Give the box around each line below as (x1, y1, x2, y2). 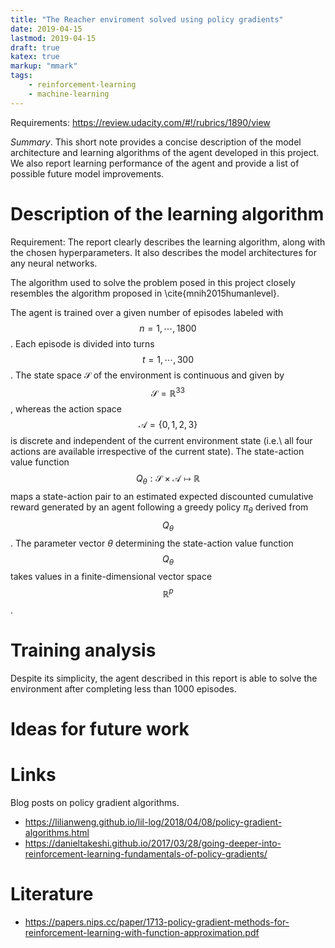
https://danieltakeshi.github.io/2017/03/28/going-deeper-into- (24, 837, 282, 850)
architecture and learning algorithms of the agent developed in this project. (10, 146, 320, 158)
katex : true (10, 52, 60, 62)
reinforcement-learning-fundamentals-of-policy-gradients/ (24, 848, 268, 860)
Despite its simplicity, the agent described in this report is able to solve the (10, 672, 318, 684)
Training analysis (10, 639, 157, 662)
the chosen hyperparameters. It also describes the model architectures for (10, 246, 318, 258)
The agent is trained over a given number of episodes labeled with (10, 306, 284, 318)
